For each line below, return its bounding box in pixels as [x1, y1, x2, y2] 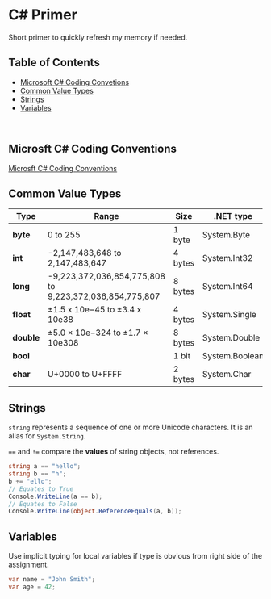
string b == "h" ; [8, 470, 67, 478]
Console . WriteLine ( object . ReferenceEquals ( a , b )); [8, 507, 182, 516]
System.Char [202, 369, 252, 380]
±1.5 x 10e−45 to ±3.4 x [47, 304, 142, 316]
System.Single [202, 309, 256, 320]
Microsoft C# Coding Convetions [19, 77, 130, 86]
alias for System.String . [8, 431, 86, 441]
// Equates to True [8, 484, 74, 493]
